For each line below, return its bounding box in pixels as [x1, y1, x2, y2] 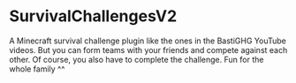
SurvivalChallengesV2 [9, 6, 178, 26]
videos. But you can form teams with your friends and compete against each [9, 44, 288, 55]
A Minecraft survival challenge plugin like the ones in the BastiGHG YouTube [9, 35, 287, 46]
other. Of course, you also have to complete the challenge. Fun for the [9, 54, 264, 64]
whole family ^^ [9, 64, 65, 74]
